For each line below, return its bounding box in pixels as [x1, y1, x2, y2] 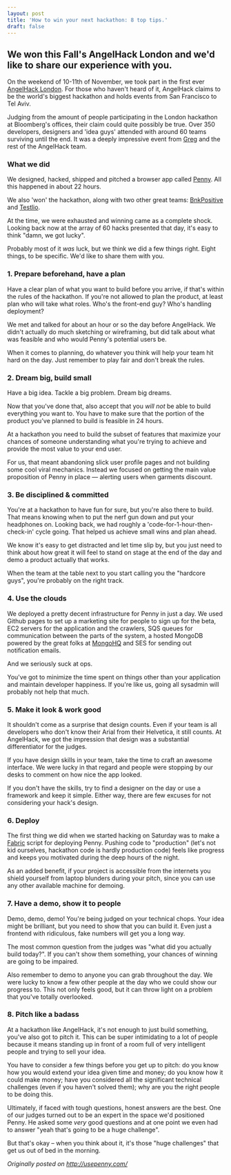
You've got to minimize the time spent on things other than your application [7, 672, 221, 681]
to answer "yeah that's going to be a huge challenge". [7, 1125, 160, 1134]
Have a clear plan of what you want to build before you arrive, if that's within [7, 284, 225, 293]
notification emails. [7, 646, 61, 654]
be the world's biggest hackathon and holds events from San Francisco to [7, 93, 217, 101]
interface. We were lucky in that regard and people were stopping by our [7, 763, 214, 771]
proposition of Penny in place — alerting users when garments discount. [7, 473, 212, 481]
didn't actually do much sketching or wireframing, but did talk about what [7, 327, 215, 336]
